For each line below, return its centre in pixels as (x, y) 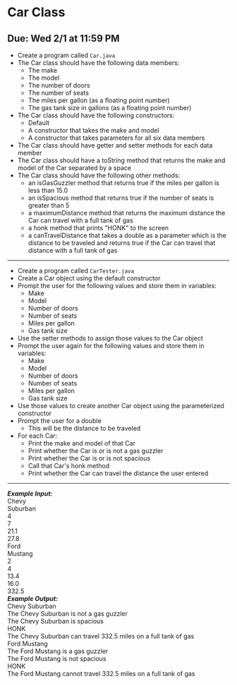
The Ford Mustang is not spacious (57, 659)
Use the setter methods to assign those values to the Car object (110, 338)
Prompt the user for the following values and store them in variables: (117, 286)
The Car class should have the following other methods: (99, 175)
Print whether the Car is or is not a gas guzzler (96, 451)
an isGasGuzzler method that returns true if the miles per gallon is (124, 183)
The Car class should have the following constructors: (96, 115)
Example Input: (30, 494)
